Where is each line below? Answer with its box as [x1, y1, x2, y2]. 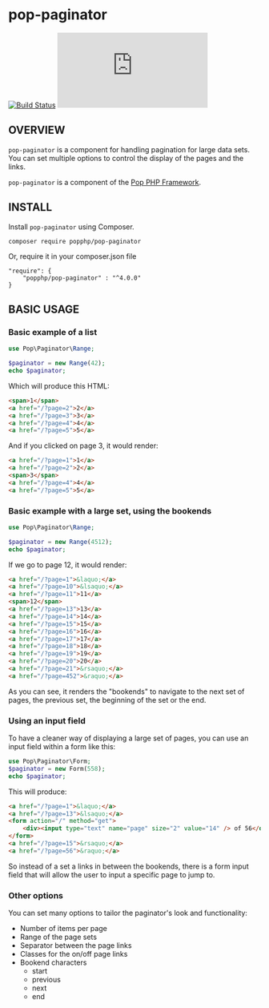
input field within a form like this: [8, 742, 116, 752]
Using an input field [8, 715, 86, 726]
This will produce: [8, 787, 67, 796]
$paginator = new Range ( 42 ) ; [8, 359, 106, 368]
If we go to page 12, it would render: [8, 559, 127, 570]
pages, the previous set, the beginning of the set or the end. [8, 695, 207, 704]
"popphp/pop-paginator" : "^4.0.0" [22, 274, 142, 282]
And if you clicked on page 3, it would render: [8, 441, 159, 450]
